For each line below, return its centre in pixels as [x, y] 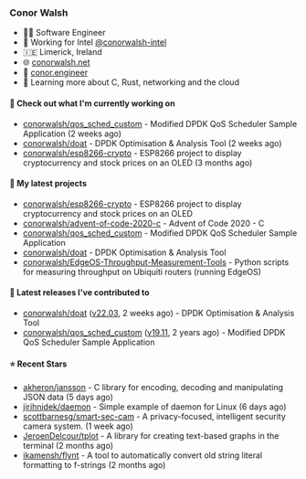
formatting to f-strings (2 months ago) [94, 465]
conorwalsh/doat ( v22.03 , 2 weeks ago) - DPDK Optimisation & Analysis [158, 313]
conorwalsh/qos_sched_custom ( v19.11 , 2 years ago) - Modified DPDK [154, 332]
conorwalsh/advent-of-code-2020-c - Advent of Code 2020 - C [143, 223]
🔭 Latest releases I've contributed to [79, 293]
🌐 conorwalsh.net [56, 62]
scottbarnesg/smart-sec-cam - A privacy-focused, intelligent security [154, 417]
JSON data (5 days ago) [68, 397]
